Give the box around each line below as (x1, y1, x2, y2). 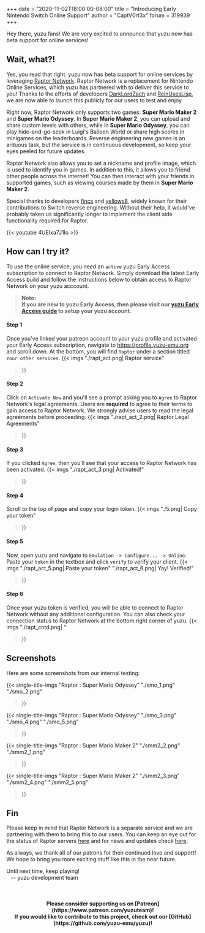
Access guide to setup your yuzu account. (21, 307, 132, 314)
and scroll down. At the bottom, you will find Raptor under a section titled (6, 347, 190, 355)
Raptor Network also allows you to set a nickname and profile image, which (6, 159, 196, 167)
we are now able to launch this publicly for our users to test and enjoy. (6, 96, 184, 104)
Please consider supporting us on (46, 900, 134, 907)
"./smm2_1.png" (6, 748, 46, 755)
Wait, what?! (6, 55, 56, 65)
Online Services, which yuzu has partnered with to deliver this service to (6, 83, 189, 91)
